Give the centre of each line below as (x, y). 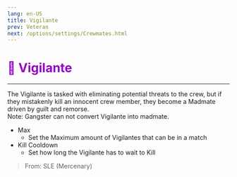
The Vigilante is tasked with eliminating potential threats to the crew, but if (115, 94)
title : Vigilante (33, 20)
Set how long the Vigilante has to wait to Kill (92, 152)
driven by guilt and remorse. (48, 109)
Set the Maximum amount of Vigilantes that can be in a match (117, 138)
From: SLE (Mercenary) (59, 166)
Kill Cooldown (38, 145)
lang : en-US (25, 14)
